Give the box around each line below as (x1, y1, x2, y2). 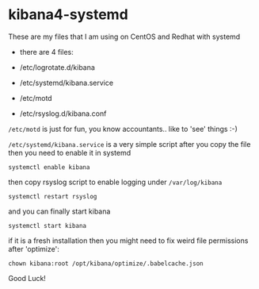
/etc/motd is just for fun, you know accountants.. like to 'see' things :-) (8, 124, 238, 133)
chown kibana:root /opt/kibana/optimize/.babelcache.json (8, 260, 204, 268)
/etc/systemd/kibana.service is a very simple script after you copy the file (8, 139, 251, 148)
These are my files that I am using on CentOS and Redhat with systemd (8, 32, 241, 41)
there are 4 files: (19, 47, 74, 56)
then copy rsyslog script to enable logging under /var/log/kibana (8, 177, 223, 187)
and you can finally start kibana (8, 206, 111, 216)
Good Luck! (8, 273, 46, 283)
